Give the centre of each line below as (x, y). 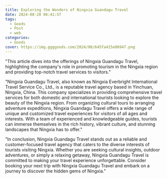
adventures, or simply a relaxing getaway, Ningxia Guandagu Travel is (77, 155)
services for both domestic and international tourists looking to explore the (82, 97)
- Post (16, 28)
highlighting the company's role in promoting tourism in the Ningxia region (82, 66)
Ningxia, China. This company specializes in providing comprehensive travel (84, 92)
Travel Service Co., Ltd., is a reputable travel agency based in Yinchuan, (79, 87)
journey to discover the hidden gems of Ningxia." (55, 171)
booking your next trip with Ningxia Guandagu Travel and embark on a (77, 165)
